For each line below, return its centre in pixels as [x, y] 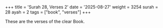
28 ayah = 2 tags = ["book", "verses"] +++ [48, 12]
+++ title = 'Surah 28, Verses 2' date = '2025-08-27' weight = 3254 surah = [81, 7]
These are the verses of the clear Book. [45, 21]
